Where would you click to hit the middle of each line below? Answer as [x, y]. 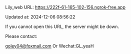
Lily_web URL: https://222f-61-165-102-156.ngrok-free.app [65, 7]
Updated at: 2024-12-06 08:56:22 [40, 17]
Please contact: [21, 36]
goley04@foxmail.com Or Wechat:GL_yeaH [49, 46]
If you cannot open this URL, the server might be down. [62, 26]
